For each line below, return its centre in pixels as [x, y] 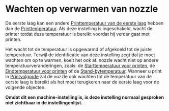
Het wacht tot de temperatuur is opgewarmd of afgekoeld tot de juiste [78, 49]
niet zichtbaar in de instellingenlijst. [44, 102]
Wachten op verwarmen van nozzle [82, 9]
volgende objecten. [25, 87]
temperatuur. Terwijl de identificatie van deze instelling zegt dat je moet [80, 55]
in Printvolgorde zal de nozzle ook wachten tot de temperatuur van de [79, 76]
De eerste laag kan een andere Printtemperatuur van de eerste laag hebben [84, 23]
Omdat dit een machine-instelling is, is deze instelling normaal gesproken [85, 97]
